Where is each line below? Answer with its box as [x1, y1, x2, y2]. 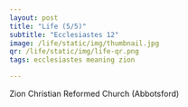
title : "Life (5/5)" [9, 22, 88, 31]
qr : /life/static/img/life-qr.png [9, 47, 140, 56]
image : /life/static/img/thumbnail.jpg [9, 38, 160, 48]
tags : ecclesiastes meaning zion [9, 55, 136, 64]
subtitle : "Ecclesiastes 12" [9, 30, 119, 39]
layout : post [9, 13, 59, 23]
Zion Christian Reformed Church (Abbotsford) [9, 88, 180, 99]
